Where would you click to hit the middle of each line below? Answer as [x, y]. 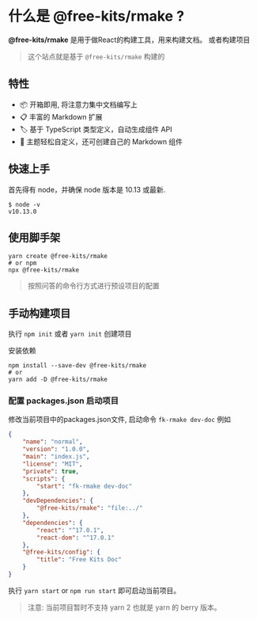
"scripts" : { [44, 479]
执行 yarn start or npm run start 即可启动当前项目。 [94, 590]
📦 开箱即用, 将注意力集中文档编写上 [79, 105]
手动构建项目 [40, 313]
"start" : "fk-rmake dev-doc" [85, 486]
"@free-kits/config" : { [62, 552]
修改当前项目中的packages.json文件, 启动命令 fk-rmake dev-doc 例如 [120, 420]
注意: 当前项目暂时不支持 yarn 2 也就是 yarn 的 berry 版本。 [124, 607]
